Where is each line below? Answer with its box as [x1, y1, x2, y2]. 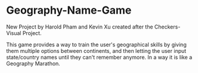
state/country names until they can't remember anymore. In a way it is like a [6, 53, 193, 61]
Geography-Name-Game [6, 4, 132, 17]
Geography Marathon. [6, 60, 61, 67]
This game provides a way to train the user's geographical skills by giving [6, 41, 187, 48]
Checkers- [154, 23, 181, 30]
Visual [6, 29, 21, 36]
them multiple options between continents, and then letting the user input [6, 47, 187, 54]
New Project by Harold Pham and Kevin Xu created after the [6, 23, 153, 30]
